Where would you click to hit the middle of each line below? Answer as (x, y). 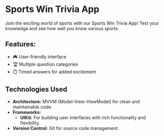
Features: (21, 44)
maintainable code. (32, 107)
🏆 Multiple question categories (45, 64)
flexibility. (30, 123)
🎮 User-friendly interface (39, 57)
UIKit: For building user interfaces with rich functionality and (83, 117)
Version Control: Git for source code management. (66, 128)
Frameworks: (27, 112)
